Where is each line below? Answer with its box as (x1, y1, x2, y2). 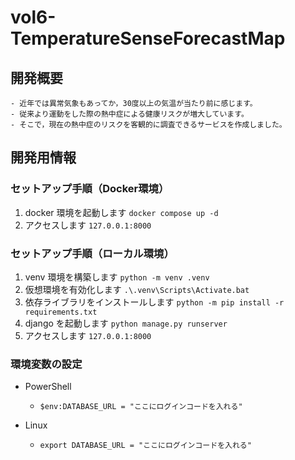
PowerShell (24, 381, 72, 393)
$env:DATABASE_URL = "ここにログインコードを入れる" (39, 402, 243, 412)
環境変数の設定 (10, 357, 83, 371)
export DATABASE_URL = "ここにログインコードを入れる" (39, 441, 252, 451)
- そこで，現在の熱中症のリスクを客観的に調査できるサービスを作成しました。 (10, 120, 287, 130)
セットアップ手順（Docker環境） (10, 182, 170, 196)
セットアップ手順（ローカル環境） (10, 246, 175, 260)
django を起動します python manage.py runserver (24, 317, 228, 329)
